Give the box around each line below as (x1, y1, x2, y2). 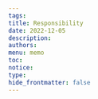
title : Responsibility (8, 19, 84, 27)
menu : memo (8, 49, 45, 57)
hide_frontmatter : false (8, 78, 91, 86)
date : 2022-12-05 (8, 26, 66, 34)
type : (8, 71, 26, 79)
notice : (8, 64, 34, 72)
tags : (8, 11, 26, 20)
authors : (8, 42, 37, 49)
